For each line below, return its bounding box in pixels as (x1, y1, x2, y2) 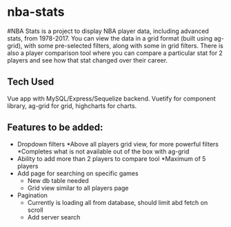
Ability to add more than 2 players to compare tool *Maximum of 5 (17, 154, 206, 162)
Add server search (27, 213, 81, 221)
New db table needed (27, 176, 90, 184)
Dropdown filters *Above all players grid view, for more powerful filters (17, 140, 219, 148)
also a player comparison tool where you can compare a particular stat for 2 (7, 49, 223, 57)
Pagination (17, 191, 48, 199)
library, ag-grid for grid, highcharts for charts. (7, 101, 137, 110)
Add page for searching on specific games (17, 169, 139, 177)
